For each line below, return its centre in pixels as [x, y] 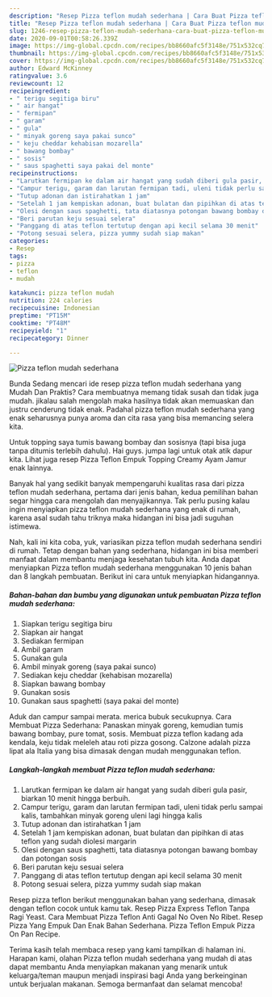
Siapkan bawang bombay [63, 684]
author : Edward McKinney [51, 69]
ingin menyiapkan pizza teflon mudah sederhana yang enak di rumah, [125, 509]
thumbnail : [27, 53]
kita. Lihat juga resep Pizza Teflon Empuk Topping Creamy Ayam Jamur [128, 459]
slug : [18, 31]
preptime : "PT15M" [40, 316]
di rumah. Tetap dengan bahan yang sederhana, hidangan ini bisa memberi [134, 551]
